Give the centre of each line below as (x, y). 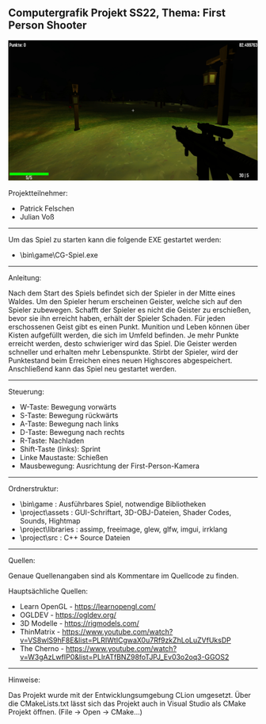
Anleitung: (25, 278)
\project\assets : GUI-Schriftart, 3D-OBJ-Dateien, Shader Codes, (125, 513)
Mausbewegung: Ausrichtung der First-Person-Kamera (110, 466)
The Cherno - (42, 649)
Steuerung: (27, 392)
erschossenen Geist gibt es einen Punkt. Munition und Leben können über (129, 327)
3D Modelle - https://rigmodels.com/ (80, 623)
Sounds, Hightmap (50, 521)
